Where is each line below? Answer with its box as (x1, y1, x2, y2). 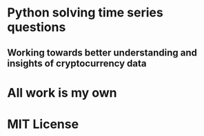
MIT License (7, 116, 79, 132)
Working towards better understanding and (7, 47, 198, 58)
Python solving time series (7, 5, 163, 21)
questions (7, 19, 66, 35)
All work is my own (7, 84, 117, 100)
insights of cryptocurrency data (7, 57, 147, 69)
